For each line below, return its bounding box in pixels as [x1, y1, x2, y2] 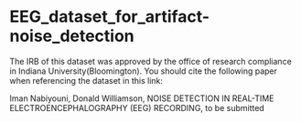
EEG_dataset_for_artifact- [9, 6, 210, 27]
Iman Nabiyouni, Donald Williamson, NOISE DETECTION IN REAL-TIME [9, 93, 274, 104]
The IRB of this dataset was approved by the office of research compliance [9, 56, 293, 66]
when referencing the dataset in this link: [9, 75, 163, 86]
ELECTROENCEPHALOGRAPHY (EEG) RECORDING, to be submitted [9, 102, 265, 113]
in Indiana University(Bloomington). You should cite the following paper [9, 66, 277, 76]
